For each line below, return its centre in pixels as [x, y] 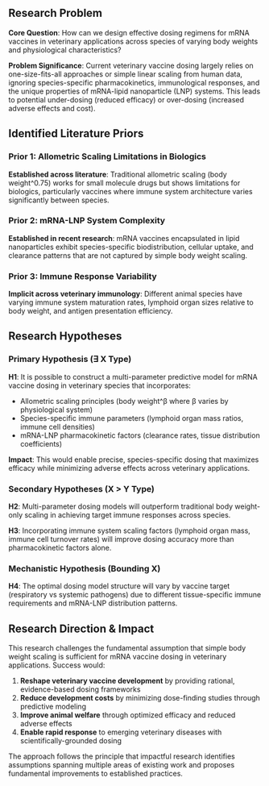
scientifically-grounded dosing [71, 741]
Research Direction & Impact [81, 628]
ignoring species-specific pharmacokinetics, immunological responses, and [134, 82]
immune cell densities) [57, 426]
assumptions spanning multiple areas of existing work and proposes [122, 765]
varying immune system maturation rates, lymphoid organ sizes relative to [131, 302]
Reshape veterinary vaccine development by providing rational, [127, 681]
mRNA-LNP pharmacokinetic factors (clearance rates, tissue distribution [140, 435]
